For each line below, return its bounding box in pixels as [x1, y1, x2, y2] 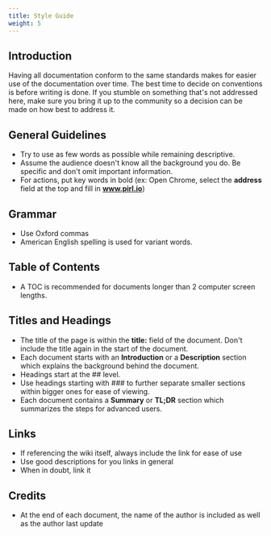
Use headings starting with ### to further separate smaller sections [19, 378, 246, 388]
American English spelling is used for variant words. [19, 237, 193, 247]
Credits [8, 488, 47, 502]
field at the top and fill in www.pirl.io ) [19, 184, 145, 193]
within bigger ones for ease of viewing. [19, 386, 151, 396]
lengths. [19, 290, 48, 300]
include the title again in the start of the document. [19, 343, 189, 353]
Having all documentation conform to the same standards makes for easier [8, 70, 256, 81]
